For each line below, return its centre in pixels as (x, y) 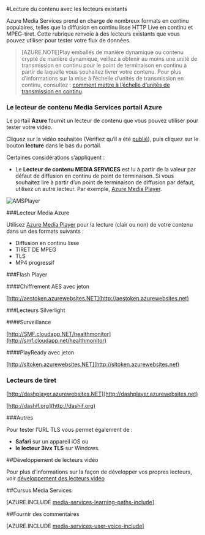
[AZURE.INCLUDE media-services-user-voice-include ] (75, 526)
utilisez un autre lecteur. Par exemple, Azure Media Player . (88, 189)
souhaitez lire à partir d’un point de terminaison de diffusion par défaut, (105, 182)
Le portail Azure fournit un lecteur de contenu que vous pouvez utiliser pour (102, 121)
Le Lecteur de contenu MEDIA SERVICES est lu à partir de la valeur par (105, 170)
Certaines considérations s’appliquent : (56, 158)
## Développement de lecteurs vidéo (52, 459)
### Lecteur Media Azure (38, 213)
